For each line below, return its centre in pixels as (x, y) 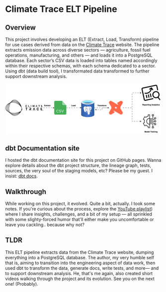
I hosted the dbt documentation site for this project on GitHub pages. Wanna (83, 160)
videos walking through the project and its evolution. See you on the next (80, 279)
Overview (21, 28)
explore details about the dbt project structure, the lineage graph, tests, (78, 165)
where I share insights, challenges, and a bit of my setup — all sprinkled (79, 214)
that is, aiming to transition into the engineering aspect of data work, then (80, 263)
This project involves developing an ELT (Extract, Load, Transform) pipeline (82, 39)
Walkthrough (26, 191)
